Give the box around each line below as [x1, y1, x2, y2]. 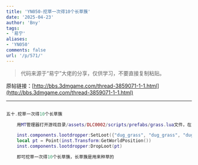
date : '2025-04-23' [6, 14, 54, 20]
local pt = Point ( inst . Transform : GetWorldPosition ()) [16, 138, 151, 144]
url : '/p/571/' [6, 53, 44, 59]
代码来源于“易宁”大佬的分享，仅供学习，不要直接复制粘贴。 [20, 69, 165, 77]
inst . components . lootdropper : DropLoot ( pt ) [16, 143, 123, 150]
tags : [6, 25, 19, 31]
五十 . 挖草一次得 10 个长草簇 [6, 111, 63, 117]
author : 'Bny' [6, 20, 41, 25]
